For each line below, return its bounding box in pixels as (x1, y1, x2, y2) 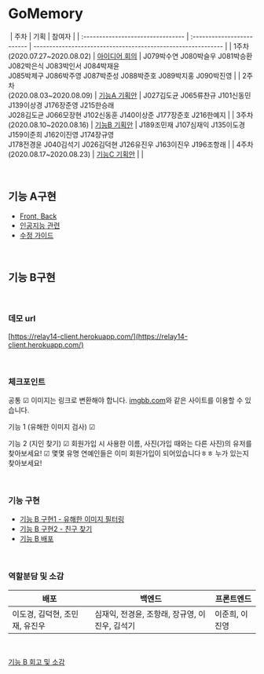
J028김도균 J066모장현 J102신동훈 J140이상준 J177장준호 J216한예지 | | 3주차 (8, 110, 254, 119)
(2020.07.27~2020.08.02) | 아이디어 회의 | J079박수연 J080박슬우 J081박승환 (8, 51, 253, 60)
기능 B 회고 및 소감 (8, 657, 65, 666)
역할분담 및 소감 (8, 571, 64, 582)
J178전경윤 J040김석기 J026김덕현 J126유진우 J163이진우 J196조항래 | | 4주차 (8, 139, 254, 149)
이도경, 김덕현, (12, 608, 63, 619)
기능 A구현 (8, 190, 57, 203)
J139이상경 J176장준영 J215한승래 (8, 100, 115, 110)
